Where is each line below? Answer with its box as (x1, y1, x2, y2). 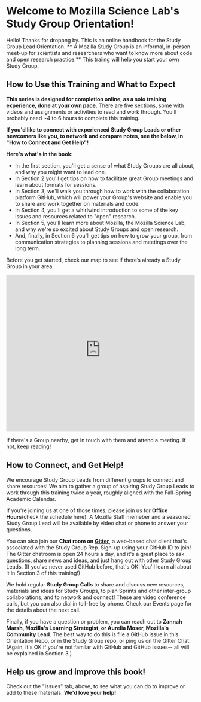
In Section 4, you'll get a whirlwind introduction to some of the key (14, 206, 178, 214)
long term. (14, 244, 41, 252)
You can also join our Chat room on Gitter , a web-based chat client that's (6, 537, 187, 545)
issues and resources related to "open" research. (14, 212, 136, 220)
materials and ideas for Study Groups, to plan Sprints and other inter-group (6, 587, 191, 594)
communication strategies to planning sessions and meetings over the (14, 238, 188, 245)
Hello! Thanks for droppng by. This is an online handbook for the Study (6, 37, 181, 44)
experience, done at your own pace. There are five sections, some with (6, 102, 184, 109)
